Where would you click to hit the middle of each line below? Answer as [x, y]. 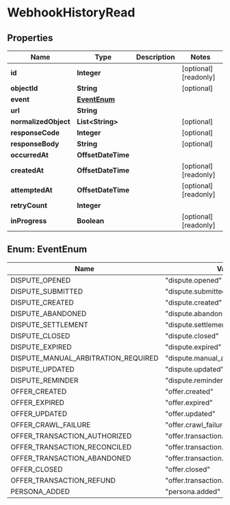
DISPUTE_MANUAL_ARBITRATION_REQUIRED [85, 358]
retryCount [29, 205]
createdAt [27, 170]
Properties [30, 38]
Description [155, 57]
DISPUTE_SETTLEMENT [50, 324]
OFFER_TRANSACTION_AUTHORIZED [71, 436]
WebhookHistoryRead [71, 13]
